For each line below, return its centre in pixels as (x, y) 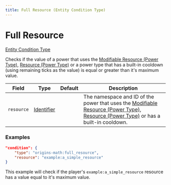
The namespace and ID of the (119, 96)
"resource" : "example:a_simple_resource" (59, 157)
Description (123, 88)
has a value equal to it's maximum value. (48, 177)
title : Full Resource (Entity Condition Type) (55, 10)
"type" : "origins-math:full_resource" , (57, 153)
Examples (18, 137)
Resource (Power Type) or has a (122, 116)
